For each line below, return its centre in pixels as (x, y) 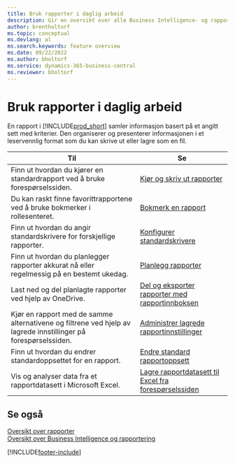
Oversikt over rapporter (41, 432)
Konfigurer (157, 232)
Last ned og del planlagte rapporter (69, 290)
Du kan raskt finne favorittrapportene (72, 199)
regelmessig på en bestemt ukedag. (70, 274)
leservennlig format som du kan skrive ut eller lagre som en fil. (97, 141)
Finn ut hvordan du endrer (54, 352)
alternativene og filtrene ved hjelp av (71, 323)
